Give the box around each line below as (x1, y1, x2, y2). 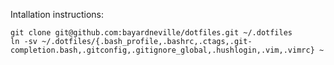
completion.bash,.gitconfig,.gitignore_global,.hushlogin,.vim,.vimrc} (10, 45, 315, 55)
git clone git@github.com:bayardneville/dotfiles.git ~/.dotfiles (10, 28, 293, 38)
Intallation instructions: (10, 9, 104, 20)
